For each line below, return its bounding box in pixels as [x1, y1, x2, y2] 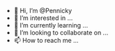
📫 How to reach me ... [13, 37, 79, 44]
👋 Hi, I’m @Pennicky [13, 7, 72, 14]
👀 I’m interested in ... [13, 14, 73, 22]
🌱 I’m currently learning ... [13, 21, 89, 29]
